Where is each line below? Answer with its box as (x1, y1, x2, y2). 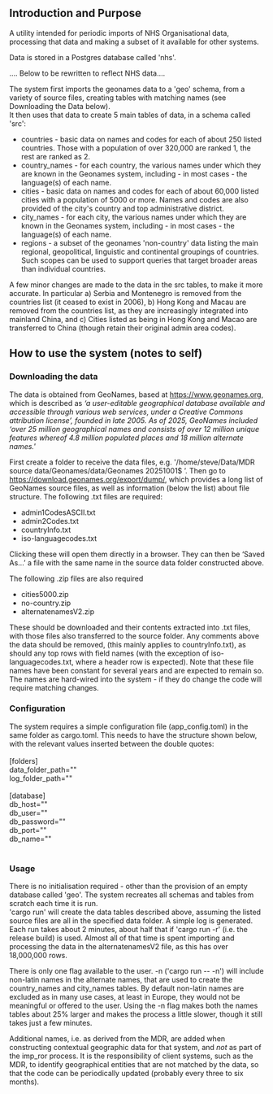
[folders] (9, 756, 39, 765)
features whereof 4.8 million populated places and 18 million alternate (9, 433, 245, 442)
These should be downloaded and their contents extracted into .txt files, (9, 622, 251, 632)
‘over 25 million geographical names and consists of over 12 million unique (9, 424, 259, 434)
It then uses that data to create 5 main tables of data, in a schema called (9, 110, 251, 120)
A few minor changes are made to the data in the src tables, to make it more (9, 280, 263, 290)
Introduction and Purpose (9, 7, 141, 20)
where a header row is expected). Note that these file (75, 656, 254, 666)
